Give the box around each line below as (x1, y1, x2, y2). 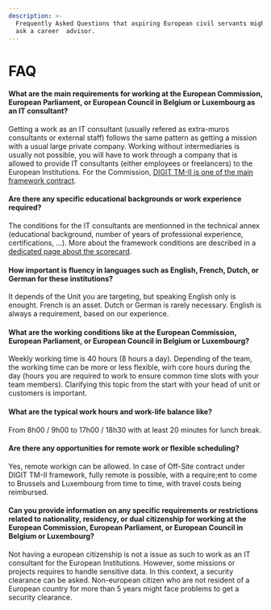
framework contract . (8, 176, 77, 185)
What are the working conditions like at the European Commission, (8, 327, 237, 337)
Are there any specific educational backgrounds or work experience (8, 194, 242, 204)
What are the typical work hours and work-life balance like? (8, 406, 212, 417)
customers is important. (8, 388, 87, 398)
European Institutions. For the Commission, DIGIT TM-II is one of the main (8, 167, 254, 176)
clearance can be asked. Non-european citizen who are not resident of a (8, 575, 250, 585)
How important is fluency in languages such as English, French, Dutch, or (8, 265, 260, 275)
